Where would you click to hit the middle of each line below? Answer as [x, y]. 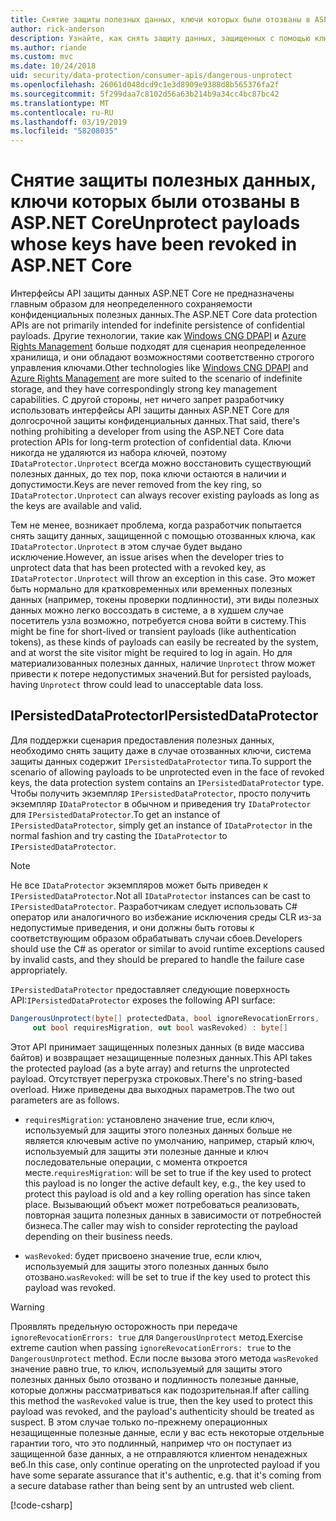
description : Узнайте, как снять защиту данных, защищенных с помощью [160, 38]
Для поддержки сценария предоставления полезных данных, [142, 740]
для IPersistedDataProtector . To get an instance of [115, 814]
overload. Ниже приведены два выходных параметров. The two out [152, 1089]
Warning [27, 1307]
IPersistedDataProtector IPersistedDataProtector [164, 716]
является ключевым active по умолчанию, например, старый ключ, [169, 1140]
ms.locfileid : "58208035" [64, 131]
